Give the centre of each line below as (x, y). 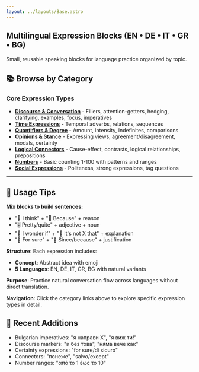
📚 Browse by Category (50, 79)
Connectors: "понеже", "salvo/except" (62, 356)
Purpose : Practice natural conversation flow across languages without (92, 280)
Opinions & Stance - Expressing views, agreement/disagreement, (95, 136)
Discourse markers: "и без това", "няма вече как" (76, 344)
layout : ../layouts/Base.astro (45, 12)
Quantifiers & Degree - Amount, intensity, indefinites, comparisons (97, 131)
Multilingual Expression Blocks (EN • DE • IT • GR (97, 36)
